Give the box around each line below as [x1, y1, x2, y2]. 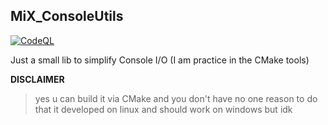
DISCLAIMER [10, 73, 65, 85]
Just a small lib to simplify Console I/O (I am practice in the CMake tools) [10, 54, 310, 66]
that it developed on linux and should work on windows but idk [34, 103, 293, 115]
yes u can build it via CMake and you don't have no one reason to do [34, 92, 318, 104]
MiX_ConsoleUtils [10, 8, 124, 25]
